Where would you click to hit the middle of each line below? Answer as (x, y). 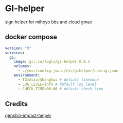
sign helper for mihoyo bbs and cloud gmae (49, 22)
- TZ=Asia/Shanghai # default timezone (58, 80)
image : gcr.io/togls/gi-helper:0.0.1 (52, 62)
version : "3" (18, 48)
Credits (17, 104)
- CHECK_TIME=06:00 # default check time (61, 89)
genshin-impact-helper (28, 115)
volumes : (23, 66)
